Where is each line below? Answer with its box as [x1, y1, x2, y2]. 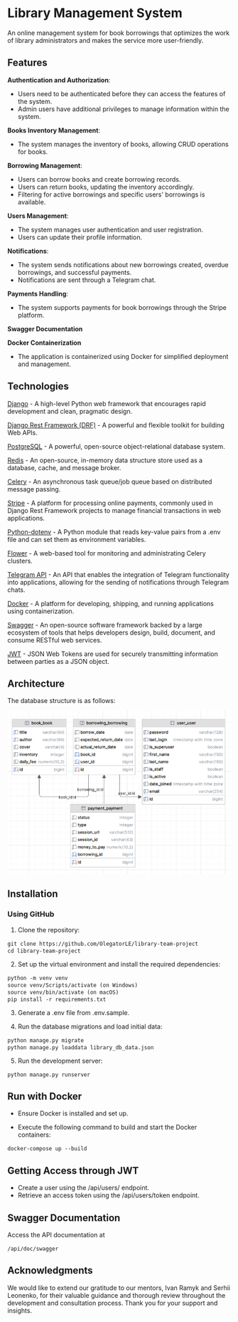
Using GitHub [7, 910, 55, 920]
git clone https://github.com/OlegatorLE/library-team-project [7, 940, 199, 947]
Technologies [7, 380, 70, 392]
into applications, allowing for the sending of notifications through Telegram [7, 578, 229, 586]
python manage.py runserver [7, 1071, 91, 1078]
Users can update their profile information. [17, 233, 143, 241]
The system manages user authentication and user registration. [17, 225, 204, 234]
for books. [17, 147, 48, 156]
